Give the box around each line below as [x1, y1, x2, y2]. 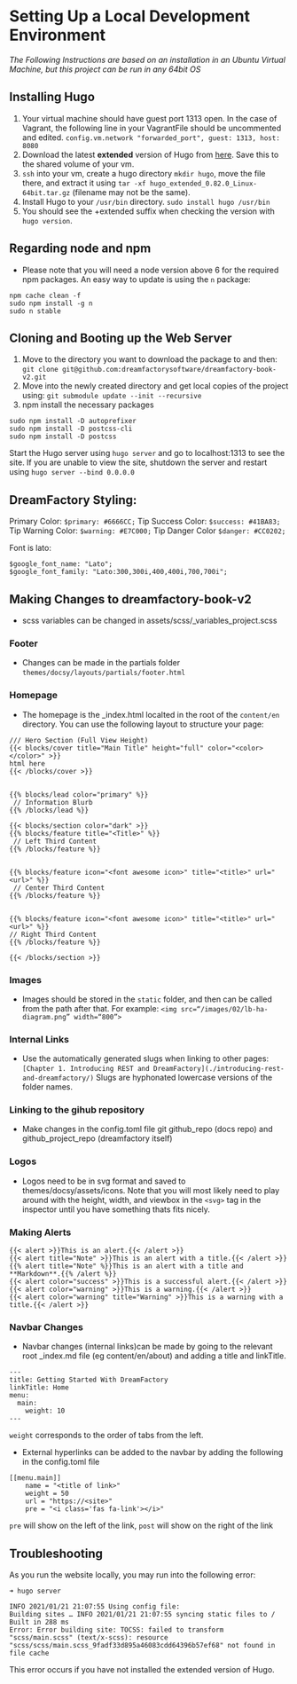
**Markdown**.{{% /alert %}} [9, 1270, 117, 1279]
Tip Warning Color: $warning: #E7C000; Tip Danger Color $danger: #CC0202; [9, 525, 286, 536]
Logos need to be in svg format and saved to [21, 1176, 186, 1186]
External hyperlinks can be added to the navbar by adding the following [21, 1447, 284, 1458]
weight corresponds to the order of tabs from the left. [9, 1430, 204, 1441]
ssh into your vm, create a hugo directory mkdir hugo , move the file [21, 168, 266, 178]
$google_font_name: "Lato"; [9, 560, 113, 569]
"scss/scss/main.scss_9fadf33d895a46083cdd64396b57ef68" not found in [9, 1641, 276, 1650]
